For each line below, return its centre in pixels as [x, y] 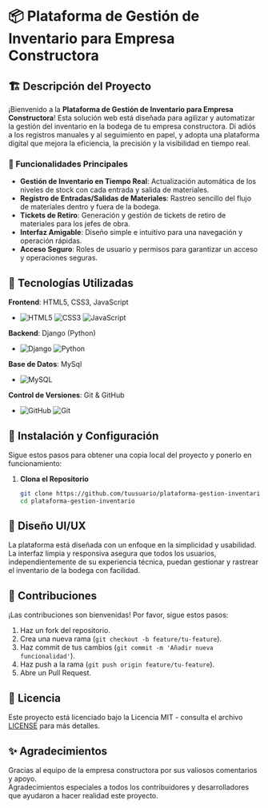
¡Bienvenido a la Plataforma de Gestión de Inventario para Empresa [121, 109]
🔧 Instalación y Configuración [84, 436]
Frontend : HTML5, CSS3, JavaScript [69, 302]
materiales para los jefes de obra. [75, 224]
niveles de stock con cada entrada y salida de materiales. [114, 190]
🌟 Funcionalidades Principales [68, 164]
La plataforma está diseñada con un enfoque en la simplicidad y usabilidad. [132, 545]
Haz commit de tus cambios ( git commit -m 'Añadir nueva [116, 647]
